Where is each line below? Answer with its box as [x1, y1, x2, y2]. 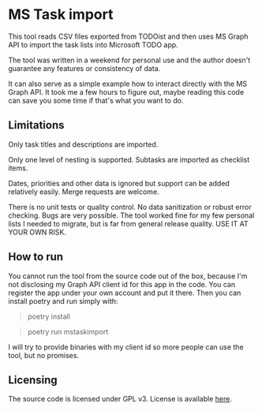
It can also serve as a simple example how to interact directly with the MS [8, 79, 247, 88]
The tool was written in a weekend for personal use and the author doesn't [8, 55, 251, 65]
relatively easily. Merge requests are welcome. [8, 187, 159, 196]
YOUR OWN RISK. [8, 227, 67, 237]
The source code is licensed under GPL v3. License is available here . [8, 394, 233, 404]
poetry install [27, 312, 71, 321]
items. [8, 163, 28, 173]
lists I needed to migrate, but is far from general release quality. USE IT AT [8, 219, 249, 228]
